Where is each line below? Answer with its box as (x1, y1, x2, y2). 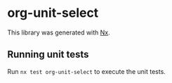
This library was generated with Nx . (7, 28, 110, 37)
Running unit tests (7, 49, 89, 60)
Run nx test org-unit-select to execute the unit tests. (7, 67, 166, 75)
